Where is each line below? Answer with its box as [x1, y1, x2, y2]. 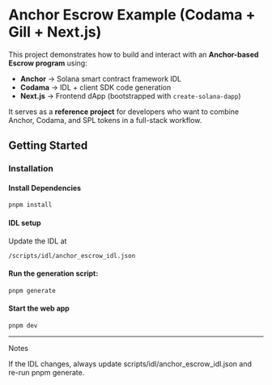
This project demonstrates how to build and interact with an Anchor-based [8, 49, 259, 59]
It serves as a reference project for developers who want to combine [8, 107, 240, 116]
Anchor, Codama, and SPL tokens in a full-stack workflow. [8, 115, 202, 125]
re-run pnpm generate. [8, 368, 85, 378]
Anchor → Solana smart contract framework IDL [19, 74, 182, 83]
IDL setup [8, 218, 42, 228]
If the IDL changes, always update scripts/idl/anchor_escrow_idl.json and [8, 359, 253, 369]
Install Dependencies [8, 183, 82, 192]
